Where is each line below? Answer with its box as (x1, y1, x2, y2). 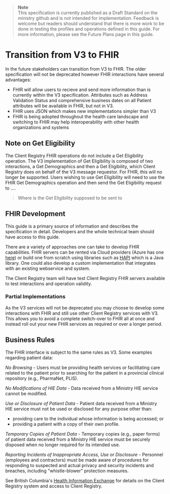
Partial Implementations (5, 293, 66, 300)
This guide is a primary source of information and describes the (5, 223, 139, 229)
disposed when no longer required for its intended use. (5, 442, 120, 448)
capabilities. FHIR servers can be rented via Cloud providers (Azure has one (5, 249, 164, 255)
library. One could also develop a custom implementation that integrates (5, 260, 156, 266)
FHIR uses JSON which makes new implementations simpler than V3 (12, 108, 156, 114)
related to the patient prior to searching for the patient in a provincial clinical (5, 369, 164, 376)
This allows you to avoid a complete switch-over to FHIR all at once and (5, 315, 155, 322)
